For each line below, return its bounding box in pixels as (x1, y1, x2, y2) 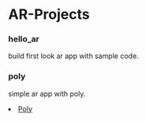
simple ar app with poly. (8, 89, 86, 98)
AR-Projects (8, 5, 90, 24)
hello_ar (8, 34, 39, 45)
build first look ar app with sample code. (8, 51, 140, 60)
